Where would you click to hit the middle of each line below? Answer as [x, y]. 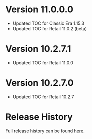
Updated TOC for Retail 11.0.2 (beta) [50, 28]
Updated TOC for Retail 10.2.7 [43, 97]
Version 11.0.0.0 [39, 9]
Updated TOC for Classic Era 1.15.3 [48, 23]
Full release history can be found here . [45, 131]
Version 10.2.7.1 [38, 49]
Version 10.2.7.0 [39, 83]
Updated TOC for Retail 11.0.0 [43, 62]
